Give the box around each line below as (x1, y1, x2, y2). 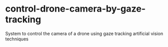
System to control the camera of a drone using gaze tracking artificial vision (5, 30, 163, 36)
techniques (5, 36, 29, 42)
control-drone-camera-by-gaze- (5, 3, 146, 15)
